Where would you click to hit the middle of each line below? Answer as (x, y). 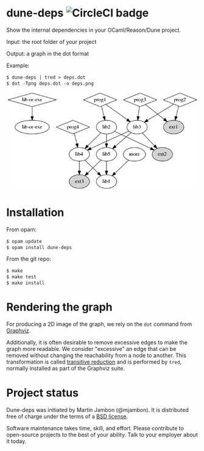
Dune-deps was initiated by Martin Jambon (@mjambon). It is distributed (97, 410)
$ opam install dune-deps (39, 247)
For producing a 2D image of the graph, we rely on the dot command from (99, 324)
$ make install (26, 283)
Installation (35, 213)
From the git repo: (29, 259)
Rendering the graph (59, 307)
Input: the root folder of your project (51, 41)
